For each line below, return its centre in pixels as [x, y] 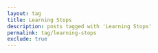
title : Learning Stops [39, 20]
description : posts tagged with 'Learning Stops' [80, 26]
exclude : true [27, 39]
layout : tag [24, 13]
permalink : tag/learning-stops [52, 33]
